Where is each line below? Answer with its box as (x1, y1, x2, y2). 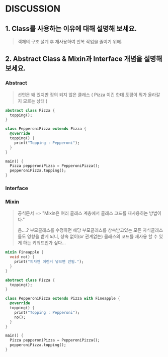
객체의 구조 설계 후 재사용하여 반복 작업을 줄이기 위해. (17, 39, 122, 44)
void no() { (10, 254, 35, 259)
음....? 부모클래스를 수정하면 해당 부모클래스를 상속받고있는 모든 (17, 227, 142, 233)
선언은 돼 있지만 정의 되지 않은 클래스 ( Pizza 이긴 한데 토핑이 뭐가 (17, 92, 147, 98)
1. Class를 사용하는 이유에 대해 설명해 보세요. (5, 24, 137, 33)
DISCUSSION (5, 3, 61, 15)
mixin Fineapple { (5, 250, 44, 255)
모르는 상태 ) (23, 98, 48, 104)
